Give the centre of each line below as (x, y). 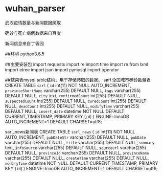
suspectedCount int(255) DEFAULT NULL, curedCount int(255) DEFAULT (76, 101)
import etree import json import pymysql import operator (62, 69)
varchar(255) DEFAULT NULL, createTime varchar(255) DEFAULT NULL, (77, 158)
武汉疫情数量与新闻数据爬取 (33, 22)
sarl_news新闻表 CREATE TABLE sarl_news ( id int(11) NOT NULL (70, 132)
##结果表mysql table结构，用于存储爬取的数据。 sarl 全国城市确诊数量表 (78, 80)
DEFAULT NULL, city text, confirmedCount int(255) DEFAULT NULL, (73, 95)
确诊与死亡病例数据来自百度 (33, 33)
